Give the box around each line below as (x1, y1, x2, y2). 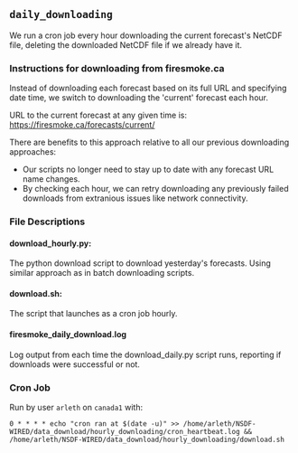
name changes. (22, 174, 80, 184)
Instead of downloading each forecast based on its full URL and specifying (9, 82, 287, 94)
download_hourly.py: (9, 238, 92, 249)
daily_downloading (9, 8, 113, 22)
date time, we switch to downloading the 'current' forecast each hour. (9, 92, 269, 103)
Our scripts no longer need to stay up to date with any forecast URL (22, 164, 275, 175)
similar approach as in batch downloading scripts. (9, 268, 195, 278)
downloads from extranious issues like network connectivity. (22, 193, 248, 203)
